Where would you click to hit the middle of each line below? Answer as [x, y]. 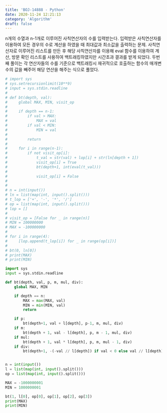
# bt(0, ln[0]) [21, 250]
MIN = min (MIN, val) [44, 305]
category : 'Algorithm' [29, 19]
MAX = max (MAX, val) [44, 300]
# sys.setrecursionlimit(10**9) [39, 84]
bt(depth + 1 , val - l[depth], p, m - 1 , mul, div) [78, 333]
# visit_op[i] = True [41, 162]
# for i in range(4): [28, 237]
